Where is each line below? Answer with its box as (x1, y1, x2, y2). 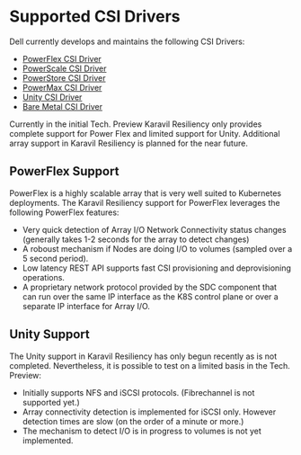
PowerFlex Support (9, 164, 120, 179)
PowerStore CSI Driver (22, 72, 106, 83)
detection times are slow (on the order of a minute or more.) (22, 415, 244, 426)
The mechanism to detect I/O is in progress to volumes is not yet (22, 425, 262, 436)
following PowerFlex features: (9, 207, 120, 218)
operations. (22, 272, 66, 282)
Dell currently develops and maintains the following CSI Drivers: (9, 36, 245, 47)
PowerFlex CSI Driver (22, 53, 102, 64)
